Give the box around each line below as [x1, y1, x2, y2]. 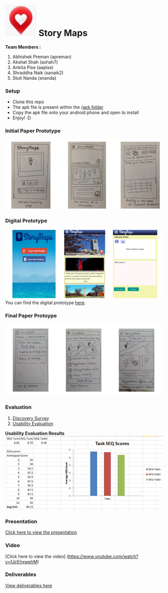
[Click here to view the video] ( [5, 553, 68, 559]
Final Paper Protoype [5, 312, 57, 319]
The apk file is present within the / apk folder [12, 104, 104, 110]
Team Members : [5, 44, 41, 50]
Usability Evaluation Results [5, 430, 65, 436]
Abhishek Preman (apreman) [12, 54, 71, 60]
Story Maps [38, 28, 88, 39]
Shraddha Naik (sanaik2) [12, 70, 64, 76]
